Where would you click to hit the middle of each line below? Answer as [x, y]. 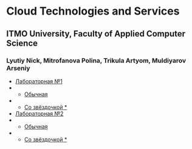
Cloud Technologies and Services [93, 11]
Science [22, 43]
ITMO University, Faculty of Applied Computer [96, 34]
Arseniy [18, 68]
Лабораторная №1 [39, 81]
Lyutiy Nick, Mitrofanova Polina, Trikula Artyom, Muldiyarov [96, 60]
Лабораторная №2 [39, 113]
